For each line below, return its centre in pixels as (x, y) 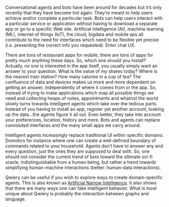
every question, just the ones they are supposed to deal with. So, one (78, 151)
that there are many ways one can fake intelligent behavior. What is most (81, 188)
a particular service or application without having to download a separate (81, 23)
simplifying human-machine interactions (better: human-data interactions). (83, 168)
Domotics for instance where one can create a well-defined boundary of (80, 140)
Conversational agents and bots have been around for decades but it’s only (83, 7)
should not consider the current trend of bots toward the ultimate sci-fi (79, 157)
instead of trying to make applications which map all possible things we (80, 93)
